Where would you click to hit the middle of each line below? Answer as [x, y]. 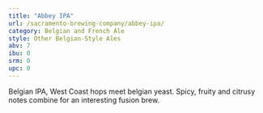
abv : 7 [19, 46]
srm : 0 [19, 61]
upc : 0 [19, 69]
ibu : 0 [19, 53]
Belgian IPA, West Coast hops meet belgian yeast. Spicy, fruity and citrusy [132, 91]
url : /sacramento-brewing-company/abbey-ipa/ [86, 23]
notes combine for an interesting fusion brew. [84, 100]
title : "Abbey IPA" [41, 16]
